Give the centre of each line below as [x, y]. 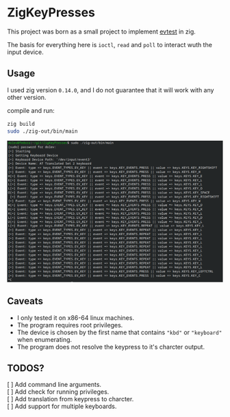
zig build [21, 124]
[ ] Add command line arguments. [54, 385]
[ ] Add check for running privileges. [58, 392]
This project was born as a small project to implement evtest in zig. [102, 31]
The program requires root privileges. [70, 325]
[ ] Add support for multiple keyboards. [62, 406]
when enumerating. [44, 339]
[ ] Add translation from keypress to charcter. [71, 399]
